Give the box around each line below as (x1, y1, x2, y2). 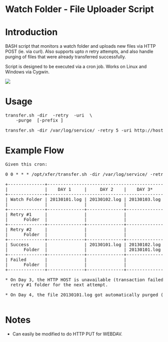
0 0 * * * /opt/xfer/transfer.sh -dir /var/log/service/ (5, 172, 148, 177)
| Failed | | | (5, 257, 126, 262)
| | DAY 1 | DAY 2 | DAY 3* (5, 187, 153, 192)
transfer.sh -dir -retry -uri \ (5, 112, 92, 119)
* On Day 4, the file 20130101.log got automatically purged (5, 292, 158, 297)
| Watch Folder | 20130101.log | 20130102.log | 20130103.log (5, 197, 161, 202)
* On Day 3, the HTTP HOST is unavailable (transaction (5, 277, 145, 282)
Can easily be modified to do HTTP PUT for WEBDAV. (12, 330, 122, 337)
